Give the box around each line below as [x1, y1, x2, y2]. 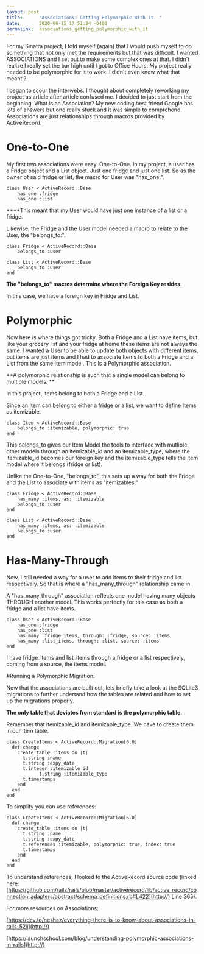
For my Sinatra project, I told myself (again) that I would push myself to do [6, 43, 192, 50]
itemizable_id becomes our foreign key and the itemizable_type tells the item [6, 454, 199, 462]
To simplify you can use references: [6, 803, 96, 810]
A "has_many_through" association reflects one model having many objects [6, 592, 196, 599]
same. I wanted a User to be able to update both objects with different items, [6, 347, 199, 354]
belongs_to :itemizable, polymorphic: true [17, 425, 130, 431]
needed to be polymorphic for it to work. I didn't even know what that [6, 68, 180, 76]
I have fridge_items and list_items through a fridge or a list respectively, [6, 654, 186, 662]
